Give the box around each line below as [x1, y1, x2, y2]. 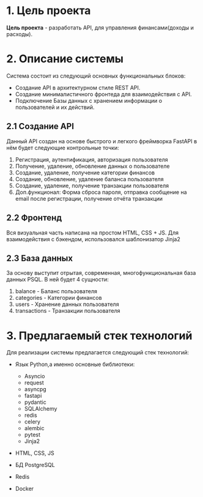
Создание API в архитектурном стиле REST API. [15, 84, 141, 91]
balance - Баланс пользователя [15, 288, 98, 295]
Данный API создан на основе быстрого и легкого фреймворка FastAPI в [6, 137, 197, 144]
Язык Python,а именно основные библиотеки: [15, 361, 135, 368]
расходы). [6, 30, 33, 37]
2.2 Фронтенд [6, 212, 62, 223]
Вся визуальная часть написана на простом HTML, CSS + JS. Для [6, 229, 179, 236]
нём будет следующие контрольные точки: [6, 144, 119, 151]
